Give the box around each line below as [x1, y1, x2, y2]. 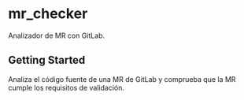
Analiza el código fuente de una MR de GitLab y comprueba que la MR [8, 74, 236, 83]
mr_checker [8, 5, 88, 23]
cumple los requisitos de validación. [8, 83, 124, 92]
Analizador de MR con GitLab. [8, 31, 105, 40]
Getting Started [8, 54, 86, 67]
